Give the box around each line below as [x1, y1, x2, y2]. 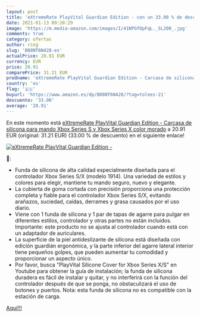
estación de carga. [14, 293, 61, 300]
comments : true [6, 31, 44, 37]
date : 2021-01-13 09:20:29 [6, 20, 73, 26]
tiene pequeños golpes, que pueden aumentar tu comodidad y [14, 248, 168, 256]
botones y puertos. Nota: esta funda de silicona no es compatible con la [14, 286, 192, 293]
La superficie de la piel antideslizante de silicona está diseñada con [14, 236, 180, 243]
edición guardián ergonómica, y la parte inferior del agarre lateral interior [14, 242, 193, 249]
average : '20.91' [6, 102, 49, 109]
